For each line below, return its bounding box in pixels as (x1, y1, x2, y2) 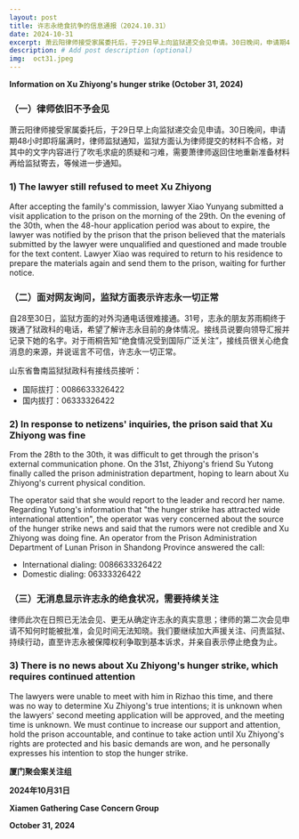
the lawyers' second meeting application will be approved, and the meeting (9, 709, 285, 721)
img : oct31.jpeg (9, 54, 74, 63)
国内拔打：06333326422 (21, 395, 116, 406)
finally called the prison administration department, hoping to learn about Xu (9, 468, 289, 479)
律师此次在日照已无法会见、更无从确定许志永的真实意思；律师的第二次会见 (9, 615, 282, 625)
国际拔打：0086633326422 (21, 383, 125, 394)
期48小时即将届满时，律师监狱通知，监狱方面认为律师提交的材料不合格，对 (9, 135, 285, 147)
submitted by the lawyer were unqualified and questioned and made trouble (9, 238, 287, 249)
